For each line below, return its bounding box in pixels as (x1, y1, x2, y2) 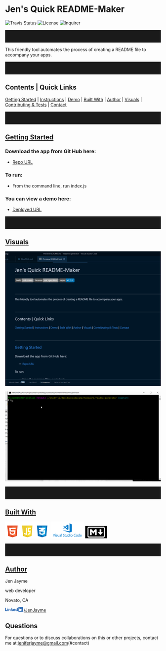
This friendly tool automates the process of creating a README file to (5, 46, 147, 53)
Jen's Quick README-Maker (5, 3, 125, 15)
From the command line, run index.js (12, 182, 87, 189)
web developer (5, 588, 36, 593)
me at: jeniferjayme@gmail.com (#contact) (5, 640, 90, 646)
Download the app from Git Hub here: (5, 148, 96, 155)
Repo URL (12, 159, 33, 165)
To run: (5, 172, 23, 178)
